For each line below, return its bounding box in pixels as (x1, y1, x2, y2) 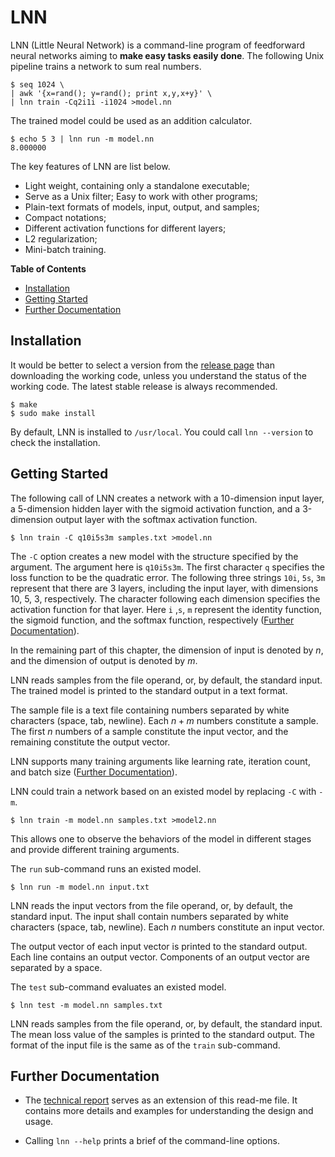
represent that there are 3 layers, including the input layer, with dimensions (10, 582, 319, 594)
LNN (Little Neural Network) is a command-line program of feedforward (10, 39, 306, 51)
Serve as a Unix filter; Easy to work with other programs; (24, 190, 258, 202)
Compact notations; (24, 211, 107, 223)
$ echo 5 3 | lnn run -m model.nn (10, 134, 155, 144)
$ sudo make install (10, 408, 97, 418)
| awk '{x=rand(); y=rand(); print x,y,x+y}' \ (10, 88, 213, 98)
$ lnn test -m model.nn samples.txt (10, 1000, 163, 1010)
